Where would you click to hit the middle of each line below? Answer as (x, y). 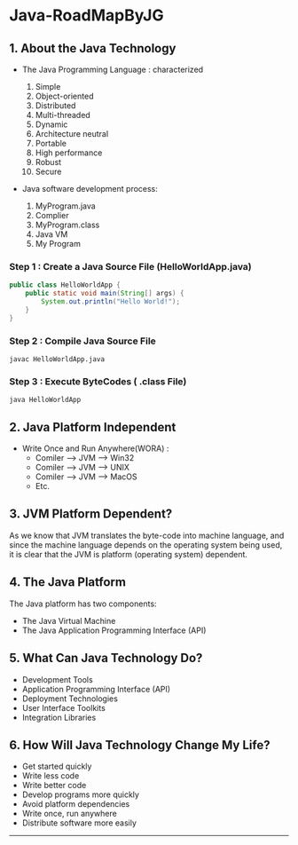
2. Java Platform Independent (93, 427)
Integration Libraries (59, 717)
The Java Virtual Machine (69, 620)
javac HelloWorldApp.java (57, 359)
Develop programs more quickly (81, 794)
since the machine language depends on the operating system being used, (146, 545)
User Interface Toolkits (64, 707)
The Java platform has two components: (83, 604)
